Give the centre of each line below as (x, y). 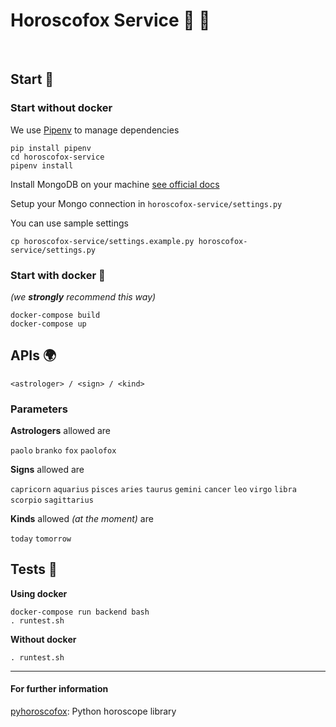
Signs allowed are (47, 470)
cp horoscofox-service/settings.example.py (102, 241)
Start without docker (61, 108)
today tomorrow (41, 539)
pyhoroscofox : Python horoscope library (93, 711)
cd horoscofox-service (57, 157)
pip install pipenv (51, 148)
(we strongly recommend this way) (83, 296)
